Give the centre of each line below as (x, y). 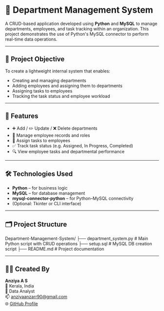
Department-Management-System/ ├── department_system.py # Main (77, 239)
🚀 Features (22, 116)
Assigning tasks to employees (42, 91)
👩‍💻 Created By (27, 269)
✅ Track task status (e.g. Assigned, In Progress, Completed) (72, 145)
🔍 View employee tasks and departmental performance (68, 151)
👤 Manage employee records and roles (51, 135)
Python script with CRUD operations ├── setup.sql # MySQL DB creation (79, 244)
